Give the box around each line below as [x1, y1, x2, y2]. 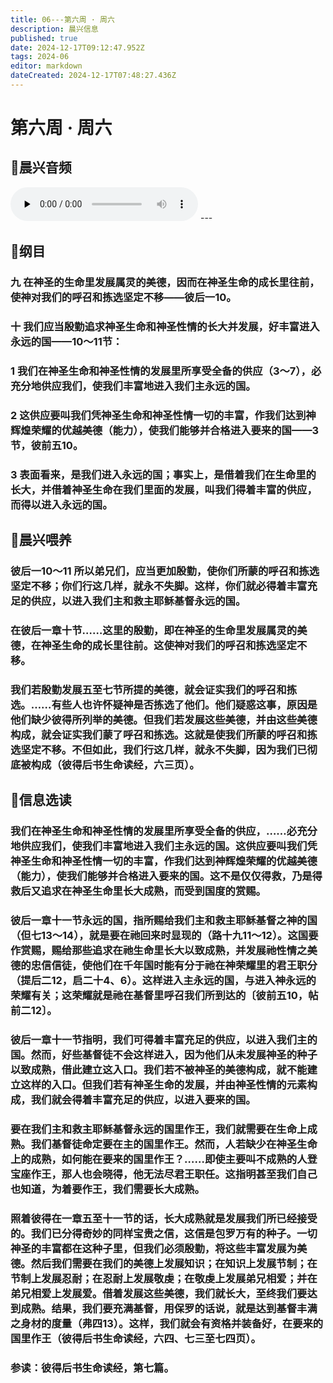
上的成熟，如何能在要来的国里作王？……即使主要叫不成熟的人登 [10, 1152, 318, 1166]
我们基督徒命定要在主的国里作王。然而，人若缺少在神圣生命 [30, 1137, 318, 1151]
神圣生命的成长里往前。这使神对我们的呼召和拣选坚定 [41, 639, 298, 653]
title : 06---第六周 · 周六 [10, 14, 115, 25]
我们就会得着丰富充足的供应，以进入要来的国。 [30, 1093, 257, 1107]
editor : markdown [10, 61, 83, 71]
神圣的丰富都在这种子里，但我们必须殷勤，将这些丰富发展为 [10, 1242, 298, 1256]
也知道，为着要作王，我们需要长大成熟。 [10, 1182, 205, 1196]
